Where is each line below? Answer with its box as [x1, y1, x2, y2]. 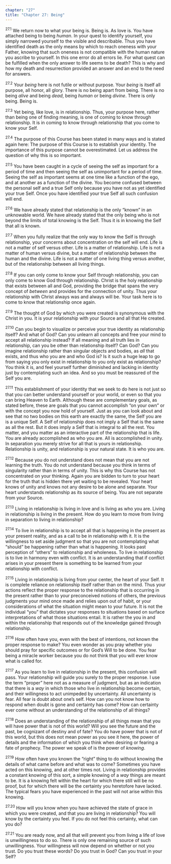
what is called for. [5, 658, 42, 664]
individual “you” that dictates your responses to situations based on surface [5, 609, 165, 615]
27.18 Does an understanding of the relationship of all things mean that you [5, 717, 161, 724]
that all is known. [5, 223, 41, 229]
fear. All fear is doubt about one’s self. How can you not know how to [5, 696, 150, 702]
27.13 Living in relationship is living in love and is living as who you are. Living [5, 505, 165, 512]
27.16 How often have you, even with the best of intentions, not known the [5, 635, 159, 642]
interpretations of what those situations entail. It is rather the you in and [5, 614, 156, 621]
